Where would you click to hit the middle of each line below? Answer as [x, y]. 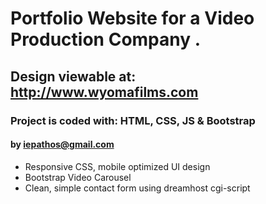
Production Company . [106, 39]
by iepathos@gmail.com [62, 144]
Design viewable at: [73, 76]
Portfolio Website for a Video [132, 18]
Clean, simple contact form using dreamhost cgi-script [137, 188]
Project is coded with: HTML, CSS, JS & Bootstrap [133, 120]
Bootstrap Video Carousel [78, 177]
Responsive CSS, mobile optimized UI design [117, 166]
